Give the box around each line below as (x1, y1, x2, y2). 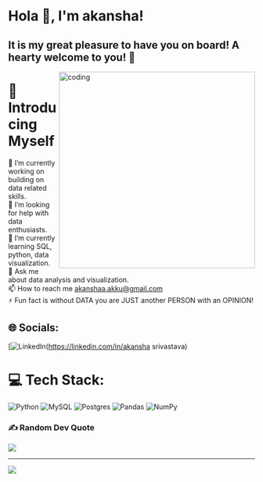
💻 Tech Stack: (8, 371, 105, 389)
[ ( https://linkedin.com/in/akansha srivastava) (8, 341, 188, 352)
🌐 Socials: (8, 321, 59, 334)
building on (8, 174, 45, 184)
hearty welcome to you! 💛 (8, 50, 135, 64)
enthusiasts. (8, 225, 48, 234)
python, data (8, 250, 49, 259)
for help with (8, 208, 49, 217)
